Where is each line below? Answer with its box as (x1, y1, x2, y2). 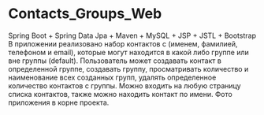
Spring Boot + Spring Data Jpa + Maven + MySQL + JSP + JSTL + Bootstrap (8, 31, 256, 40)
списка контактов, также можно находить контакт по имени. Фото (8, 89, 232, 98)
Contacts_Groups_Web (8, 5, 162, 23)
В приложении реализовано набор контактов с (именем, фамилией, (8, 39, 238, 48)
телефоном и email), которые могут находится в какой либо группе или (8, 47, 250, 57)
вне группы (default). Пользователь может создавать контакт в (8, 56, 222, 65)
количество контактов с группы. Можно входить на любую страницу (8, 80, 242, 91)
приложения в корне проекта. (8, 98, 110, 107)
